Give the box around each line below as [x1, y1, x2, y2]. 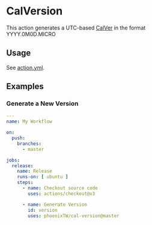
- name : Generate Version [22, 202, 87, 208]
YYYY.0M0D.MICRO [6, 30, 56, 37]
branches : [17, 140, 42, 147]
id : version [28, 207, 58, 213]
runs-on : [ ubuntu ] [17, 174, 68, 180]
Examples [6, 81, 44, 91]
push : [11, 135, 26, 141]
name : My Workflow [6, 119, 52, 125]
